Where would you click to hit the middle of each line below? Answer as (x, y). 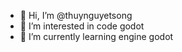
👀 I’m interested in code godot (82, 26)
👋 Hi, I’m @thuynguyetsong (76, 15)
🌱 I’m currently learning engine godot (96, 36)
